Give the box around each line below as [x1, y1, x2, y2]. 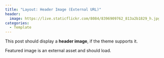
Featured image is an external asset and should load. [5, 48, 111, 54]
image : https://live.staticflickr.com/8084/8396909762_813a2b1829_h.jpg [9, 16, 161, 21]
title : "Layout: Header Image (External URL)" [5, 7, 102, 12]
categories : [5, 20, 29, 26]
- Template [9, 25, 32, 30]
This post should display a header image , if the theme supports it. [5, 38, 138, 44]
